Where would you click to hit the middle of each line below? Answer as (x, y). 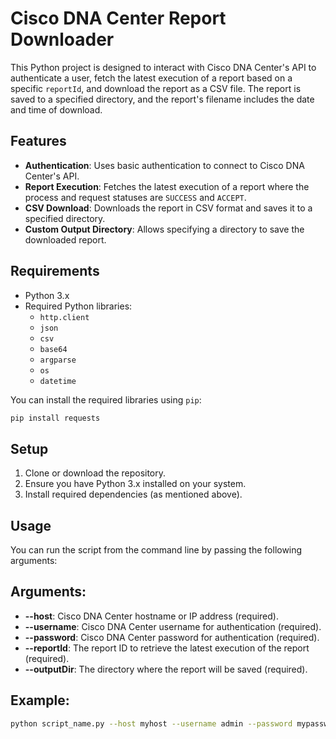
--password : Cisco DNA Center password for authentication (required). (172, 637)
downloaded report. (65, 239)
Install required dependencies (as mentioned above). (133, 494)
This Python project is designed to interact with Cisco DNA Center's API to (163, 67)
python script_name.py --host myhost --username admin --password (151, 723)
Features (38, 141)
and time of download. (56, 109)
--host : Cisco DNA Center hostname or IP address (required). (151, 616)
